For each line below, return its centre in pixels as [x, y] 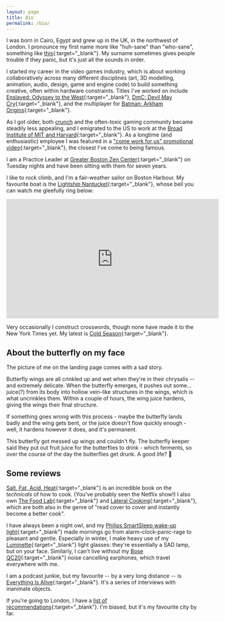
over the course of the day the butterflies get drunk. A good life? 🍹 [89, 454]
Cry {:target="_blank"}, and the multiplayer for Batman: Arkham [85, 104]
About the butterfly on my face [66, 353]
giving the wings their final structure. [52, 405]
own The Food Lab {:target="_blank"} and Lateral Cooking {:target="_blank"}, [102, 501]
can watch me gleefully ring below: [50, 191]
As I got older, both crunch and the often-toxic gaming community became [99, 122]
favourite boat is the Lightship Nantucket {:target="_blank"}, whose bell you [100, 184]
